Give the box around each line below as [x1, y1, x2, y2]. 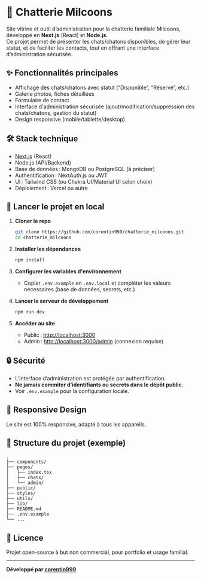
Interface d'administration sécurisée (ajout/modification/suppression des [14, 103, 195, 110]
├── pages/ [6, 464, 33, 470]
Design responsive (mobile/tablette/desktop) [14, 115, 126, 123]
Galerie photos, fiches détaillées [14, 90, 95, 97]
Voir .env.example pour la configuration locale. [14, 387, 130, 394]
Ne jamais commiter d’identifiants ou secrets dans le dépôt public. [14, 381, 184, 388]
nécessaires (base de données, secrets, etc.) [23, 286, 136, 292]
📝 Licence [6, 532, 44, 543]
